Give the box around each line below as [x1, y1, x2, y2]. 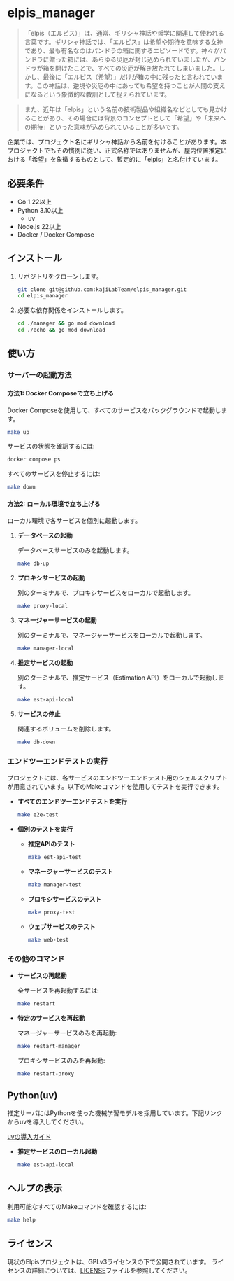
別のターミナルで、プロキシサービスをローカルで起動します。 [17, 589, 194, 597]
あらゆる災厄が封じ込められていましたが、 [92, 55, 214, 64]
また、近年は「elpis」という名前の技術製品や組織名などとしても [24, 105, 210, 113]
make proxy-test [27, 909, 75, 916]
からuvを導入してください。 [7, 1118, 88, 1126]
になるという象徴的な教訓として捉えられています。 [24, 90, 171, 99]
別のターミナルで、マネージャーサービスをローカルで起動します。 [17, 631, 206, 640]
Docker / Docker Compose [17, 230, 94, 239]
